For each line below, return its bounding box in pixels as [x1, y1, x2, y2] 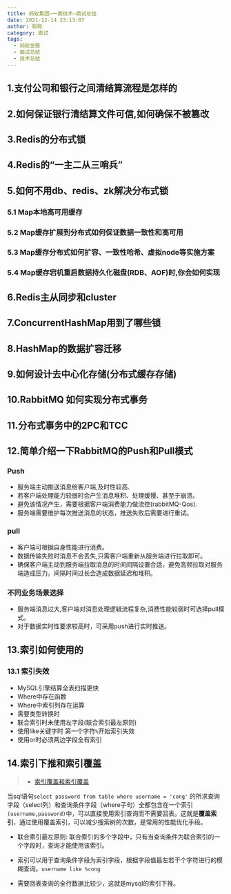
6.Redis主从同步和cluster [7, 291, 117, 303]
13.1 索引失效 [7, 667, 50, 677]
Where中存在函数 [17, 692, 67, 701]
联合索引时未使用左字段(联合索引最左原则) [17, 718, 137, 726]
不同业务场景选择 [7, 587, 64, 597]
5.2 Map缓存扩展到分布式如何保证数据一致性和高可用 [7, 227, 184, 237]
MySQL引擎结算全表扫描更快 [17, 683, 99, 692]
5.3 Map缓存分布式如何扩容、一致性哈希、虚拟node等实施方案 [7, 248, 215, 257]
